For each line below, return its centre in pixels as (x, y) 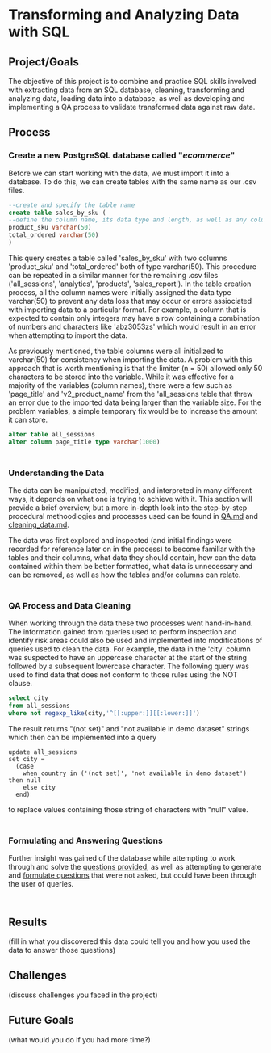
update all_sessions (43, 752)
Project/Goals (44, 62)
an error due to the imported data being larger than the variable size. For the (135, 402)
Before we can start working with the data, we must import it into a (119, 173)
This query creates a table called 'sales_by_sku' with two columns (118, 258)
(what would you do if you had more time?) (79, 1039)
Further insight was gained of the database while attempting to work (122, 858)
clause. (21, 684)
